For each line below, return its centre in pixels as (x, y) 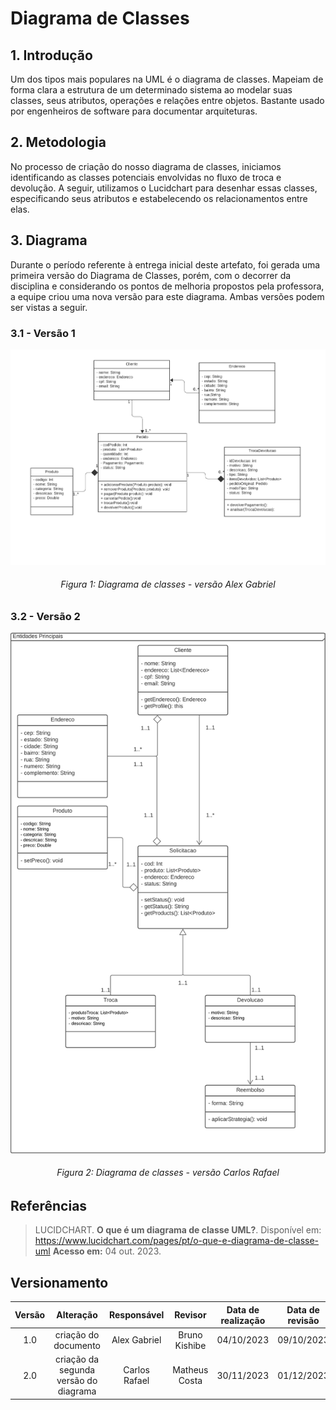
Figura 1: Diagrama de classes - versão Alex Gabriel (168, 584)
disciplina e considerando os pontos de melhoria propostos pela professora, (167, 286)
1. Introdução (51, 55)
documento (77, 1345)
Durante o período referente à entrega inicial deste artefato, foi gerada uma (165, 264)
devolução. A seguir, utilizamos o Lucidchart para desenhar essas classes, (164, 188)
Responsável (136, 1315)
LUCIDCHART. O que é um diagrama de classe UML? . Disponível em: (178, 1230)
